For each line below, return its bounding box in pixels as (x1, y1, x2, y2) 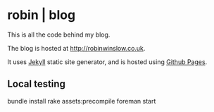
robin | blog (7, 7, 76, 23)
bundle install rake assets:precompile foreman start (7, 97, 156, 105)
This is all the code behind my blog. (7, 30, 111, 39)
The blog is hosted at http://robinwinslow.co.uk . (7, 44, 146, 52)
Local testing (7, 78, 65, 90)
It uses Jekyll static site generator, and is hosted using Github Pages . (7, 57, 208, 66)
